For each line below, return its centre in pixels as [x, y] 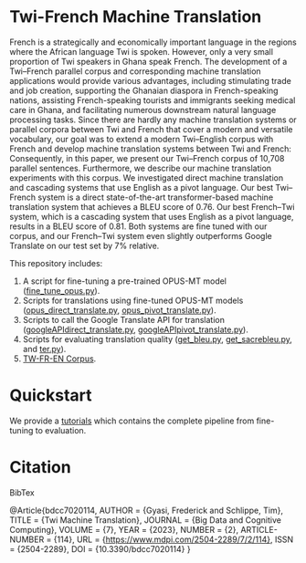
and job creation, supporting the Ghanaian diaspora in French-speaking [144, 90]
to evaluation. [61, 430]
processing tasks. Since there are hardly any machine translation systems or [153, 120]
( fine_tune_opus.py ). [61, 290]
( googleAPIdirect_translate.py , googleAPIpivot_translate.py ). [135, 329]
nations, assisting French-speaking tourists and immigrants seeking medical [153, 100]
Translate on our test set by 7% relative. [84, 245]
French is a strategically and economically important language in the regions [153, 42]
